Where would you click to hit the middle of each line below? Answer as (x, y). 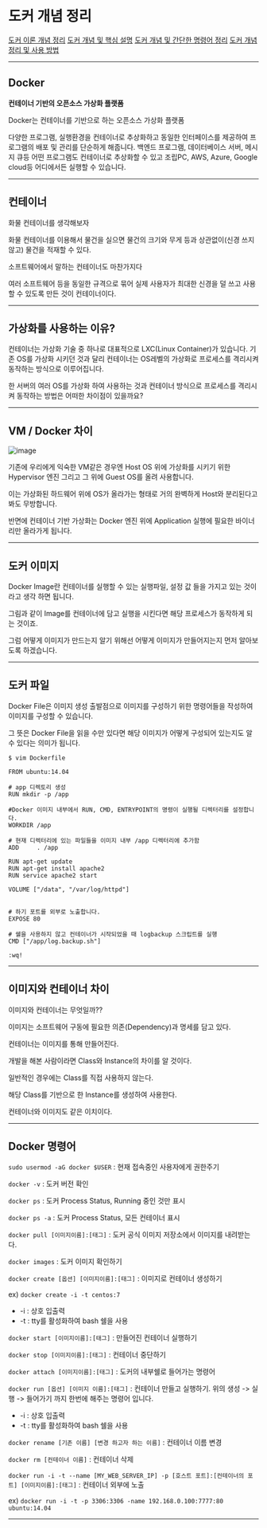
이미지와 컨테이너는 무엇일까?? (56, 1010)
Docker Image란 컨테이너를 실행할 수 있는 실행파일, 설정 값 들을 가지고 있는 (125, 586)
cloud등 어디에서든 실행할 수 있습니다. (67, 167)
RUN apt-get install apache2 (56, 868)
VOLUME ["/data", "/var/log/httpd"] (69, 890)
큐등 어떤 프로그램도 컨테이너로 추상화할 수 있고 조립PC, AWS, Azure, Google (137, 157)
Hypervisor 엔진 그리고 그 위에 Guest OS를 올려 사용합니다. (101, 477)
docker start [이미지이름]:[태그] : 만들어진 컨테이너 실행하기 (103, 1338)
